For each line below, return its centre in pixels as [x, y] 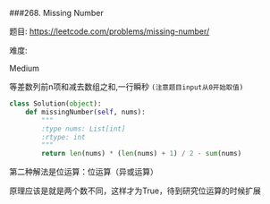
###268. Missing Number [57, 13]
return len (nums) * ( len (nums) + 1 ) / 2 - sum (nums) [142, 154]
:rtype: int [64, 137]
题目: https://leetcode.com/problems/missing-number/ [110, 31]
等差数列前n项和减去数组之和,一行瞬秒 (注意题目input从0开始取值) [127, 87]
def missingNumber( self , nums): [85, 112]
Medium [25, 68]
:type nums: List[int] [84, 129]
